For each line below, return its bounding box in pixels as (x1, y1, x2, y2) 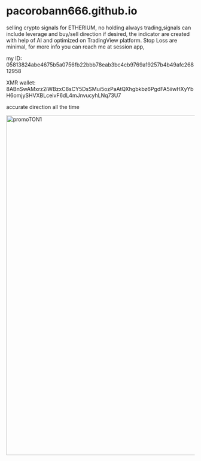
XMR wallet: (6, 79, 36, 86)
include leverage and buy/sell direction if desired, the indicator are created (6, 30, 190, 37)
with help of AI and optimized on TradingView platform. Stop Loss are (6, 37, 178, 44)
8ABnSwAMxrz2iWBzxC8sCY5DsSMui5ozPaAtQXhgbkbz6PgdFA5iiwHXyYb (6, 85, 194, 92)
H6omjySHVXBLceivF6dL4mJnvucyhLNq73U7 (6, 92, 121, 99)
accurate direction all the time (6, 103, 80, 110)
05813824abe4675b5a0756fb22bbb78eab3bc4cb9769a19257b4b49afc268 (6, 61, 194, 68)
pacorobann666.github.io (6, 4, 138, 18)
